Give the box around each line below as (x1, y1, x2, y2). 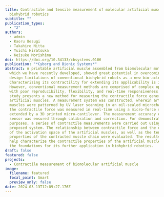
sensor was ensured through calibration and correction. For (9, 116, 137, 121)
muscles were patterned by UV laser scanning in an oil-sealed (9, 103, 141, 108)
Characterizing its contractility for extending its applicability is (9, 80, 156, 85)
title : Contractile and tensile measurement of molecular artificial (5, 7, 150, 12)
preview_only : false (9, 180, 51, 185)
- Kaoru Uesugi (9, 39, 41, 44)
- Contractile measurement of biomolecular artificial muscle (9, 162, 139, 167)
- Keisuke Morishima (9, 52, 51, 58)
